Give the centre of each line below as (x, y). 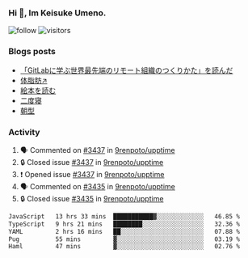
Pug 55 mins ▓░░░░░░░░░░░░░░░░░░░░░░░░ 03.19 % (124, 239)
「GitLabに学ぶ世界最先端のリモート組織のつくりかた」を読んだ (126, 70)
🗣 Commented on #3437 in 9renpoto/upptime (97, 150)
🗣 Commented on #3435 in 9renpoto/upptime (98, 186)
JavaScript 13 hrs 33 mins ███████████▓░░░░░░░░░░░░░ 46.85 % (124, 216)
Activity (24, 132)
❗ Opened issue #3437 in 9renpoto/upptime (92, 174)
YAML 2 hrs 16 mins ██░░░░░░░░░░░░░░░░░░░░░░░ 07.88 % (124, 231)
